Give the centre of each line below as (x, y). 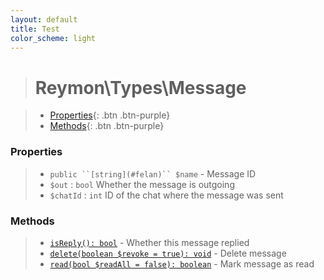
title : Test (35, 29)
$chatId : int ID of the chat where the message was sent (166, 195)
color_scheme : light (53, 38)
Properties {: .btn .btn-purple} (110, 115)
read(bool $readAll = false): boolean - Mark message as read (182, 263)
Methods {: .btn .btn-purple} (107, 126)
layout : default (44, 19)
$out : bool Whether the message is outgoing (142, 184)
